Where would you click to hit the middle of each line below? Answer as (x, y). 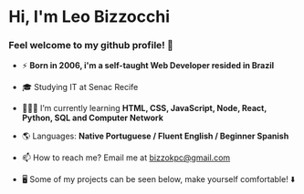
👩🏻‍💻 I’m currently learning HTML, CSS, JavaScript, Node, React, (144, 108)
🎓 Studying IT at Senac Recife (80, 87)
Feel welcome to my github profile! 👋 (91, 46)
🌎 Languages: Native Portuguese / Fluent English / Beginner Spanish (155, 136)
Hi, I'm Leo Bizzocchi (89, 17)
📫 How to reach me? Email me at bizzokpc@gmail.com (126, 158)
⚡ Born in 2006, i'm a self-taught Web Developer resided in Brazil (148, 66)
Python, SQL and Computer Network (92, 118)
